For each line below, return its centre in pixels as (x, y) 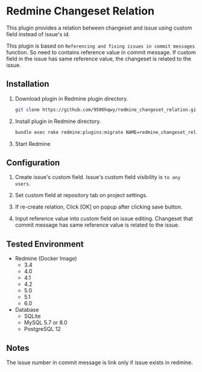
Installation (28, 84)
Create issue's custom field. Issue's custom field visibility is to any (98, 177)
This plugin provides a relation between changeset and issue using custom (99, 28)
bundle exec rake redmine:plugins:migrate (69, 132)
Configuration (33, 162)
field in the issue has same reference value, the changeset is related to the (99, 58)
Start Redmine (33, 143)
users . (23, 184)
